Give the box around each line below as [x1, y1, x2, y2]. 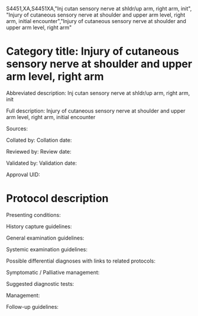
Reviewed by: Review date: [6, 148, 72, 155]
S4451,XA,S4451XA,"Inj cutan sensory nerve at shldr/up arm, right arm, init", [6, 5, 192, 12]
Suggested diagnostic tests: [6, 280, 74, 287]
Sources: [6, 125, 28, 132]
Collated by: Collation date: [6, 136, 72, 143]
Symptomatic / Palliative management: [6, 269, 100, 276]
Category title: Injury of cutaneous [6, 44, 179, 58]
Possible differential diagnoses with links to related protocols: [6, 257, 155, 264]
